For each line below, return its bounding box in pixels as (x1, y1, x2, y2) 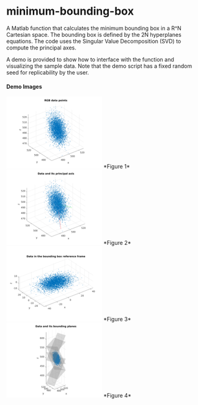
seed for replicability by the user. (6, 68, 89, 76)
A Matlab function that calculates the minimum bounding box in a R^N (6, 24, 182, 32)
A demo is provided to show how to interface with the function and (6, 56, 174, 63)
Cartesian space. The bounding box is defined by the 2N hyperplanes (6, 31, 182, 38)
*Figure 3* (103, 316, 131, 323)
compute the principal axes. (6, 44, 76, 51)
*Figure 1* (103, 162, 130, 170)
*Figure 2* (103, 239, 131, 246)
